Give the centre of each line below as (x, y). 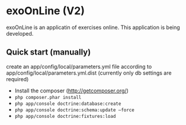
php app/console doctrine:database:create (68, 104)
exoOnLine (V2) (45, 11)
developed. (20, 33)
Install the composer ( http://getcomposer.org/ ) (72, 91)
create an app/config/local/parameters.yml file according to (79, 66)
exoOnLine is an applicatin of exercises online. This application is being (93, 27)
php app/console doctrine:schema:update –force (74, 110)
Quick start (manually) (49, 52)
